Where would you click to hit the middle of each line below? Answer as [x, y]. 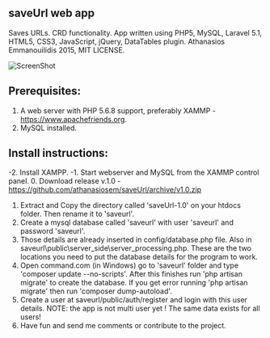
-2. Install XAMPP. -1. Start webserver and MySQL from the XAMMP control [134, 172]
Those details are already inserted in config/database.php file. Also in [136, 240]
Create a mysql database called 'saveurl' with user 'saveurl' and [127, 222]
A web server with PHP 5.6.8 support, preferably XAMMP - [118, 110]
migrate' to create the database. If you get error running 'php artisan [134, 283]
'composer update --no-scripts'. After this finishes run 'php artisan [131, 274]
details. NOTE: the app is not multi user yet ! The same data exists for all [140, 308]
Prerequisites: [44, 91]
